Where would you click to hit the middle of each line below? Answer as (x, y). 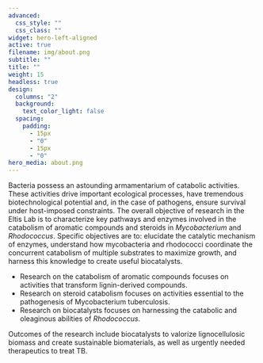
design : (21, 89)
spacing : (30, 119)
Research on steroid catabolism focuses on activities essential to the (131, 293)
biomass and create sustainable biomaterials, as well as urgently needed (127, 342)
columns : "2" (37, 97)
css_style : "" (38, 23)
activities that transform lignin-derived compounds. (103, 285)
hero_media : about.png (46, 163)
